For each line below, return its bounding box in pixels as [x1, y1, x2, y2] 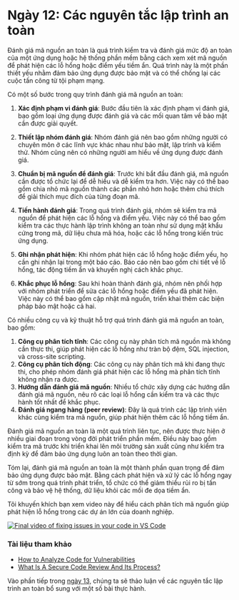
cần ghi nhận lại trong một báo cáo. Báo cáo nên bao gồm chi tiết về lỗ [17, 258, 226, 266]
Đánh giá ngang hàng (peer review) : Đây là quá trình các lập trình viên [17, 405, 227, 414]
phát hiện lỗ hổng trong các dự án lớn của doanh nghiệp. [7, 507, 175, 516]
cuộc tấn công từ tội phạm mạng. [7, 76, 105, 85]
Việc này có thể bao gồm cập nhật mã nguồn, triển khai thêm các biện [17, 294, 225, 302]
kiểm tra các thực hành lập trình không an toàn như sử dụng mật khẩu [17, 221, 223, 230]
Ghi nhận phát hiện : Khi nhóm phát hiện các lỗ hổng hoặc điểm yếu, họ [17, 250, 228, 258]
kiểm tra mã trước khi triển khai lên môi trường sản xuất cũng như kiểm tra [7, 442, 225, 450]
